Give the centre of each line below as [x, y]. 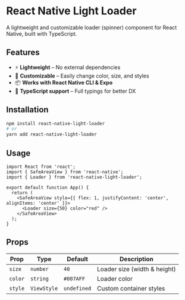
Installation [27, 110]
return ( [22, 193]
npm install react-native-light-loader [56, 123]
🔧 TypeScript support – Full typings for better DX [75, 91]
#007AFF [74, 279]
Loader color [115, 279]
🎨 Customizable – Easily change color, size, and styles [82, 76]
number [40, 269]
